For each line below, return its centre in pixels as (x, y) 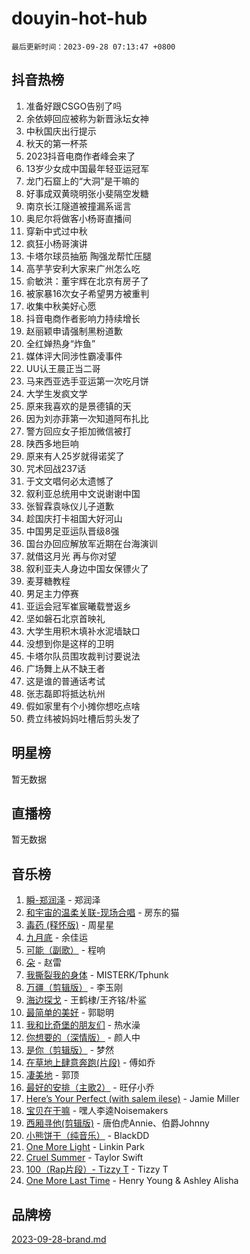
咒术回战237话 (55, 468)
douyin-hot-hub (79, 18)
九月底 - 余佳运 (57, 938)
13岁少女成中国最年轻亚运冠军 (87, 168)
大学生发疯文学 (56, 393)
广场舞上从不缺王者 (65, 668)
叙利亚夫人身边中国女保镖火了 (87, 568)
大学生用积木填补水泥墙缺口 (83, 631)
